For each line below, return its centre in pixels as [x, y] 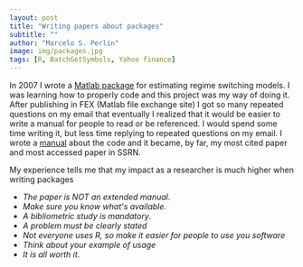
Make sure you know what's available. [95, 207]
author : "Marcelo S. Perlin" [64, 43]
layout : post [34, 18]
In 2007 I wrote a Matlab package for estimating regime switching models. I [150, 85]
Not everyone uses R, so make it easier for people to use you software [154, 235]
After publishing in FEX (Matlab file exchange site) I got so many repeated [147, 104]
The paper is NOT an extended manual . [96, 197]
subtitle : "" [34, 34]
